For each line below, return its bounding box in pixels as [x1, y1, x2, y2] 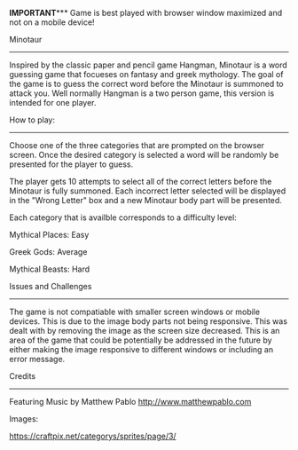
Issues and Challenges [9, 281, 92, 291]
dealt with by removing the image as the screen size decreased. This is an [9, 326, 280, 336]
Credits [9, 371, 36, 381]
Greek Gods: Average [9, 247, 88, 257]
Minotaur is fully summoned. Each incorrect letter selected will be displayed [9, 186, 286, 196]
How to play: [9, 114, 56, 125]
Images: [9, 414, 39, 424]
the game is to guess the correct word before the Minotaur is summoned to [9, 79, 284, 89]
